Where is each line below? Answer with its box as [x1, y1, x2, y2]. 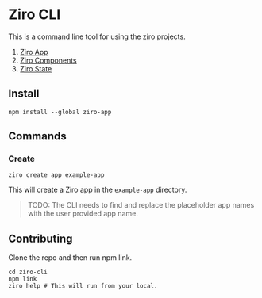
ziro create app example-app [8, 171, 105, 179]
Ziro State [19, 63, 52, 73]
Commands [8, 129, 67, 143]
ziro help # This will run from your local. [8, 282, 158, 290]
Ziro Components [19, 55, 77, 65]
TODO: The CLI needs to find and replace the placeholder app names [27, 201, 255, 210]
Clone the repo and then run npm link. [8, 253, 133, 262]
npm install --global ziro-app [8, 108, 112, 116]
